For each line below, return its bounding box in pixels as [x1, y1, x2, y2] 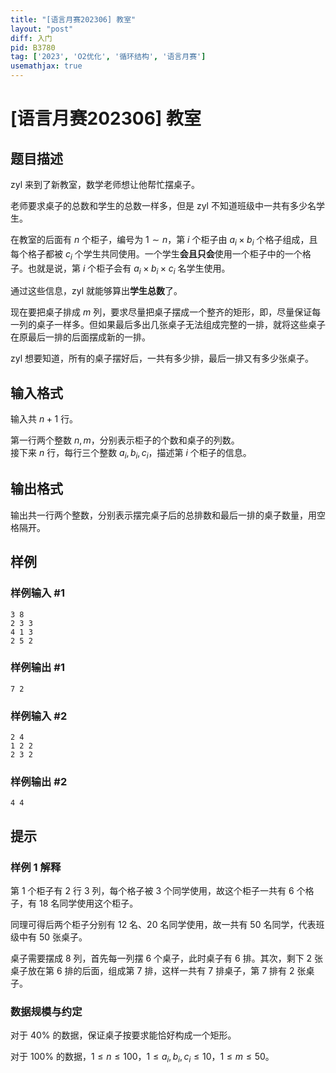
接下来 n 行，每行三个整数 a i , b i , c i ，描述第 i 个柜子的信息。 [10, 447, 252, 461]
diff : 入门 [10, 33, 53, 43]
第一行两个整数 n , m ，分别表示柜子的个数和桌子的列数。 [10, 434, 240, 446]
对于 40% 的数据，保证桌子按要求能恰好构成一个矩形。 [10, 1029, 237, 1041]
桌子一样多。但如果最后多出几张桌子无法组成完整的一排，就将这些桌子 [36, 319, 326, 331]
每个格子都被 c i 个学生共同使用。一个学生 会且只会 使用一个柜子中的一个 [10, 247, 303, 262]
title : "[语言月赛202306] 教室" [10, 14, 137, 25]
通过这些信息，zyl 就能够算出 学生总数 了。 [10, 285, 183, 297]
